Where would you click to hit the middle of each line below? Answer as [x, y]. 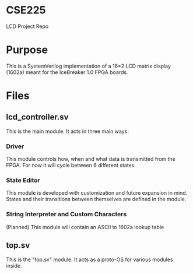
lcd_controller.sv [37, 117]
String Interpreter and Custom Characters [66, 215]
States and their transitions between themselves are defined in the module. [96, 199]
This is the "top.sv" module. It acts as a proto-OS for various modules [90, 259]
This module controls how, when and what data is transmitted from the [91, 159]
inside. [14, 265]
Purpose [27, 50]
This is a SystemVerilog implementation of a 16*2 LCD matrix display [88, 66]
